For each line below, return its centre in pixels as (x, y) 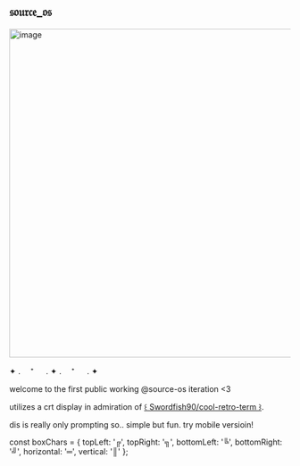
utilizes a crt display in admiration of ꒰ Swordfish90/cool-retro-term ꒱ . (137, 406)
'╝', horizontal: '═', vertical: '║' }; (69, 451)
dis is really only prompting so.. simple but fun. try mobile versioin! (132, 424)
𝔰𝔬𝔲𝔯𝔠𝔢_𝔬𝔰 (30, 12)
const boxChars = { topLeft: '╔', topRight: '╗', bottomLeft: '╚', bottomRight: (146, 442)
